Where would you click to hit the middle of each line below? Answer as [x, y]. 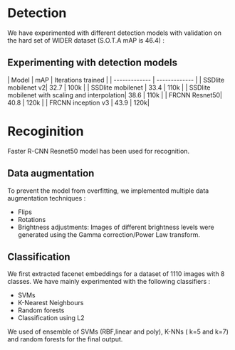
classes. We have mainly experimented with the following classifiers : [109, 282]
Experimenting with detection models [93, 63]
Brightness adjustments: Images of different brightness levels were [116, 227]
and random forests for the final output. [65, 339]
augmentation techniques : [47, 198]
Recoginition [46, 131]
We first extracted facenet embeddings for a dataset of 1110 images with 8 [116, 274]
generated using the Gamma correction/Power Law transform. [109, 234]
